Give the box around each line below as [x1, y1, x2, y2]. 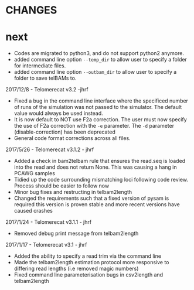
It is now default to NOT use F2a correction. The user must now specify [13, 116, 187, 123]
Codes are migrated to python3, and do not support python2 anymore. [13, 50, 184, 57]
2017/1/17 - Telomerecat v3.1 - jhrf [5, 241, 87, 248]
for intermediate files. [13, 62, 66, 69]
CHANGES [5, 4, 57, 17]
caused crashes [13, 207, 53, 214]
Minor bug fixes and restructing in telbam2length [13, 189, 132, 196]
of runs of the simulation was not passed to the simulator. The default [13, 104, 182, 111]
